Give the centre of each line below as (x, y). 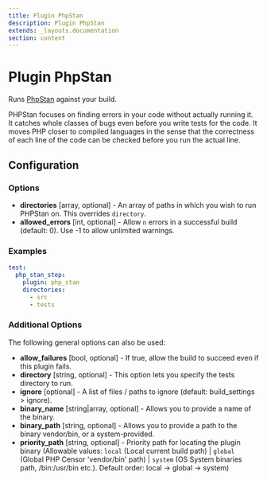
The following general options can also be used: (87, 342)
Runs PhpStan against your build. (62, 100)
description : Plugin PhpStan (56, 23)
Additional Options (45, 325)
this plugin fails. (45, 366)
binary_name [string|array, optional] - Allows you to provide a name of (135, 408)
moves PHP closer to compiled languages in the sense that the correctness (131, 131)
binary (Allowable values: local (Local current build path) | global (127, 451)
